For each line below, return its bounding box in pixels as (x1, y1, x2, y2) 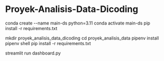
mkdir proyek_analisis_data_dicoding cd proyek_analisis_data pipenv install (5, 35, 159, 41)
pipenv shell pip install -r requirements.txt (5, 40, 91, 46)
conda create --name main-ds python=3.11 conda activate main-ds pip (5, 20, 150, 26)
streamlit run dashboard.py (5, 50, 61, 56)
